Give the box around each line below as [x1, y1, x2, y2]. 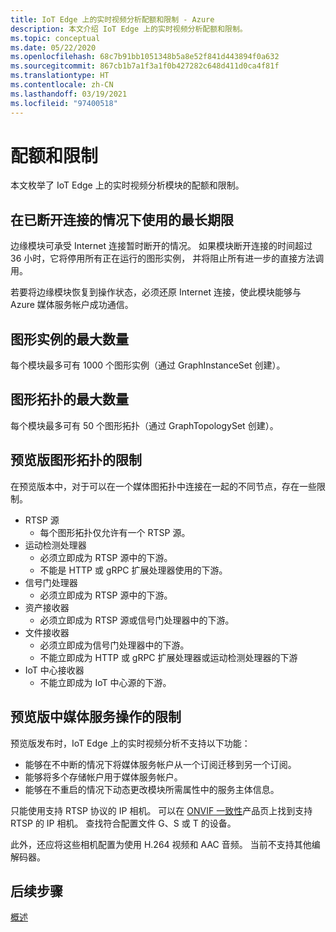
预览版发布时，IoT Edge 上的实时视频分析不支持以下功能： [10, 737, 251, 749]
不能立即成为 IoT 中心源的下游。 [39, 676, 172, 688]
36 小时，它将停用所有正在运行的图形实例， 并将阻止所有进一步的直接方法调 [10, 252, 325, 265]
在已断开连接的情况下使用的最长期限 [10, 211, 234, 228]
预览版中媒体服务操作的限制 [10, 709, 182, 726]
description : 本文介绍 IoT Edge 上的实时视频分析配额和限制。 [10, 24, 248, 34]
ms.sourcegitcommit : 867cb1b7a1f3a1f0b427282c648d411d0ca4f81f [10, 61, 280, 71]
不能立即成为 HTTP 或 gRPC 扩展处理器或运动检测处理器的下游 [39, 651, 298, 663]
